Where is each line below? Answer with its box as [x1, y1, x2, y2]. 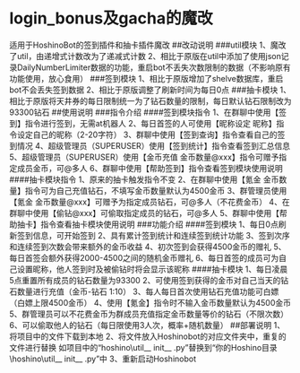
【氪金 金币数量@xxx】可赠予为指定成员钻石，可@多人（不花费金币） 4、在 [9, 196, 290, 207]
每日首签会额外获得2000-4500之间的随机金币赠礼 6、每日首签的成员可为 [9, 252, 279, 263]
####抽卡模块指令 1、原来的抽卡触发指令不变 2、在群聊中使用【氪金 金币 [9, 174, 279, 185]
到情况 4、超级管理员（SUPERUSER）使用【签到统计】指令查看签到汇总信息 [9, 140, 291, 151]
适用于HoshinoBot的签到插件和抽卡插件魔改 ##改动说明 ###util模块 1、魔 [9, 39, 279, 50]
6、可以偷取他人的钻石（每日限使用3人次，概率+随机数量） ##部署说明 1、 [9, 319, 285, 330]
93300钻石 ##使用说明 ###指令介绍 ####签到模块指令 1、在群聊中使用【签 [9, 107, 287, 117]
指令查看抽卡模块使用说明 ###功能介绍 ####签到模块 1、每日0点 [39, 219, 279, 230]
